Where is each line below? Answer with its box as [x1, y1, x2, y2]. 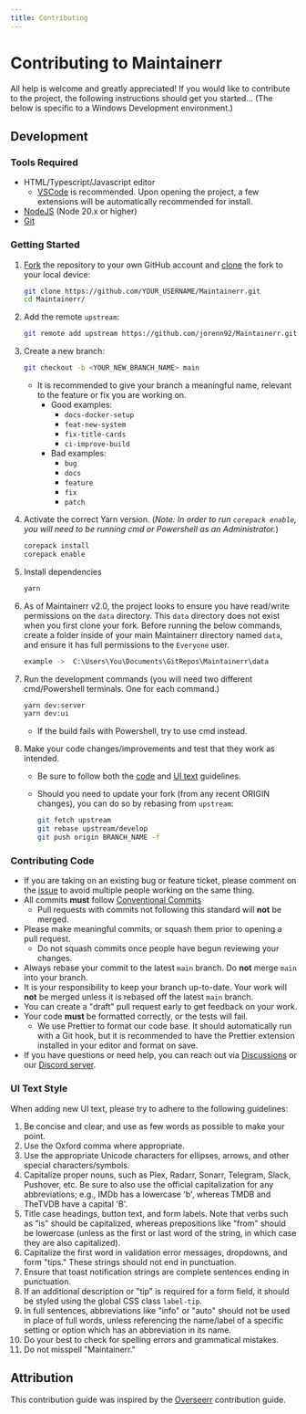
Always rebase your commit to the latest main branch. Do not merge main [23, 962, 297, 973]
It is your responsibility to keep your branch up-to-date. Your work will [23, 982, 288, 993]
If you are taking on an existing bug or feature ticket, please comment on [23, 875, 297, 886]
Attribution [10, 1370, 74, 1386]
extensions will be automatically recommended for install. [36, 196, 253, 207]
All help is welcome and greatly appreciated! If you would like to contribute [10, 83, 291, 94]
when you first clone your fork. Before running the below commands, [23, 620, 283, 631]
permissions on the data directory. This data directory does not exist [23, 610, 280, 621]
